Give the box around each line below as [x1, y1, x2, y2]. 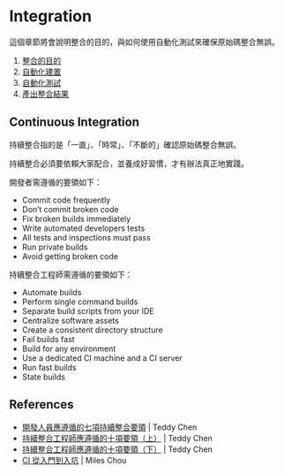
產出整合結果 [21, 88, 69, 99]
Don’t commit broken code [21, 203, 119, 214]
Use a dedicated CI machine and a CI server [21, 352, 183, 363]
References [9, 397, 74, 412]
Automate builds [21, 287, 82, 297]
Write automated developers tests [21, 223, 146, 233]
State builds [21, 371, 66, 382]
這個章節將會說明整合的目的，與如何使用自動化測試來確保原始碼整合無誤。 [9, 36, 280, 47]
